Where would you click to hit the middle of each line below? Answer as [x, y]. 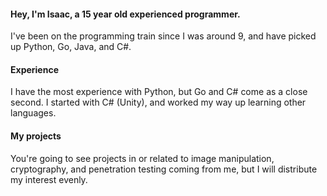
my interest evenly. [49, 179]
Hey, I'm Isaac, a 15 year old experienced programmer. [125, 14]
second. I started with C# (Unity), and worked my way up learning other [158, 102]
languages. [33, 113]
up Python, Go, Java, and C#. [71, 47]
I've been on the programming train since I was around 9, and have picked [163, 36]
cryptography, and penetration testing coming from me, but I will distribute [164, 169]
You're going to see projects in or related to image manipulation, [142, 158]
